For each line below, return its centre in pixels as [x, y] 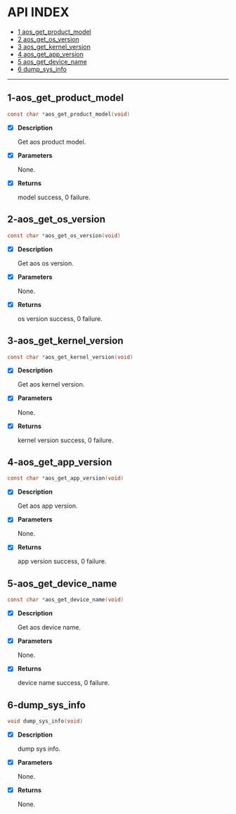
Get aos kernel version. [51, 384]
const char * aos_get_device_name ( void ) [66, 600]
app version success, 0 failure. [62, 561]
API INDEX [38, 12]
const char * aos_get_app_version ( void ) [66, 478]
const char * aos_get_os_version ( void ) [64, 236]
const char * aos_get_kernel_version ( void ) [70, 357]
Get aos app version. [47, 506]
